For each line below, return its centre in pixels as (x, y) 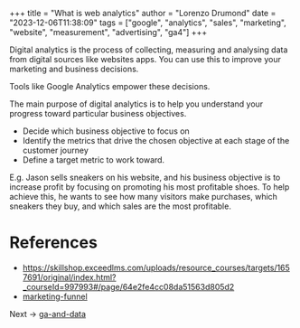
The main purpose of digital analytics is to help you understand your (136, 104)
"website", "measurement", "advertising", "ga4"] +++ (108, 32)
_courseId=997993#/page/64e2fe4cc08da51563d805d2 (128, 286)
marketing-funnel (55, 296)
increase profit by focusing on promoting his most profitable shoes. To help (150, 187)
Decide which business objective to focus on (106, 131)
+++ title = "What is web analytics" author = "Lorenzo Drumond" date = (143, 13)
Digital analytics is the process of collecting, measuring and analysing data (149, 50)
